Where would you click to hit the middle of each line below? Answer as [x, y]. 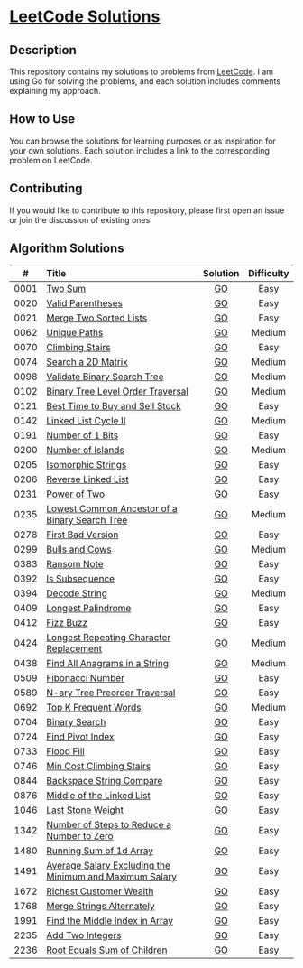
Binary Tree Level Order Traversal [118, 392]
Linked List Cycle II [86, 421]
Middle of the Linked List [98, 796]
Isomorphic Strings [87, 465]
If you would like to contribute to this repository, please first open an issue [147, 210]
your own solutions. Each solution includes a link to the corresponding [140, 150]
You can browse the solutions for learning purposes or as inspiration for [143, 141]
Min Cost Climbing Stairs [99, 767]
